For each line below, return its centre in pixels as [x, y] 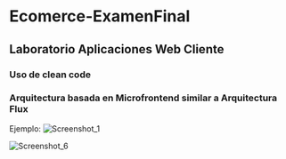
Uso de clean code [50, 75]
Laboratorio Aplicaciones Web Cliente [117, 49]
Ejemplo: [25, 128]
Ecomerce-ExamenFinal [100, 16]
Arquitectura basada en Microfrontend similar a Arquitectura [143, 98]
